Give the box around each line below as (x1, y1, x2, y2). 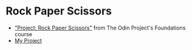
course (14, 30, 33, 37)
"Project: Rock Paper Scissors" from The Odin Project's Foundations (14, 24, 186, 31)
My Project (14, 37, 42, 44)
